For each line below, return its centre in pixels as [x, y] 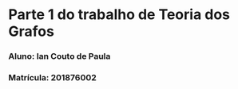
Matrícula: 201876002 [53, 78]
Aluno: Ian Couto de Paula [59, 56]
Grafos [31, 31]
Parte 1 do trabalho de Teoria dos [119, 15]
